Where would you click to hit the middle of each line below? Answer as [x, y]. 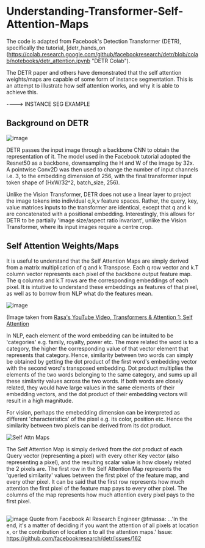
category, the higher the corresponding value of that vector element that [97, 348]
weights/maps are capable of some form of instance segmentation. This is [100, 79]
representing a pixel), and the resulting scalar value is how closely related [99, 462]
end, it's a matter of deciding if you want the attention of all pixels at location [103, 525]
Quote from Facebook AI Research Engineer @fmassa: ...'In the [109, 519]
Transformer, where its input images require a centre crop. [80, 227]
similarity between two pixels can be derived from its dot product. [89, 425]
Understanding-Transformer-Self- [95, 11]
